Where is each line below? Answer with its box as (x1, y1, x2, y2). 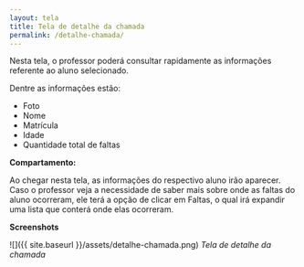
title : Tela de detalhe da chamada (9, 22, 145, 31)
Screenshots (9, 221, 59, 233)
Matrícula (22, 120, 59, 131)
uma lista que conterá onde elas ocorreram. (9, 204, 174, 215)
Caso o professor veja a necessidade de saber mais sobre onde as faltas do (9, 185, 296, 196)
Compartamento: (9, 157, 77, 168)
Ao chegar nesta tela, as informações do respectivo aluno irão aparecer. (9, 175, 281, 186)
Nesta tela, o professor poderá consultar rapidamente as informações (9, 56, 272, 67)
